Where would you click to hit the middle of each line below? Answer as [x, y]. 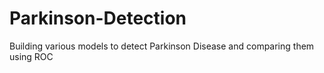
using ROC [31, 56]
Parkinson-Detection [98, 18]
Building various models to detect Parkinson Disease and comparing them [162, 46]
